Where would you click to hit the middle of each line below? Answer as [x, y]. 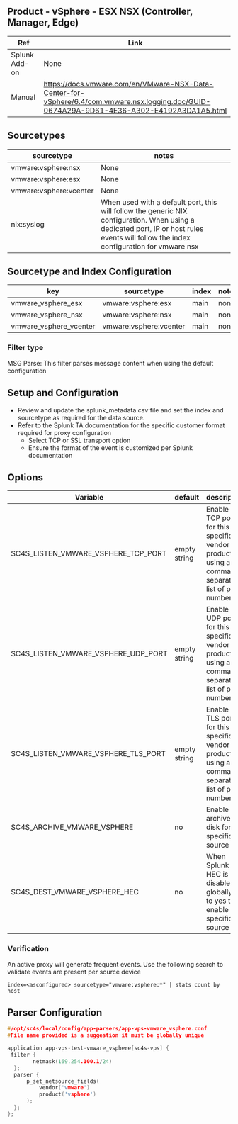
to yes [216, 901]
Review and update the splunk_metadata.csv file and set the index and [121, 410]
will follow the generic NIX [144, 210]
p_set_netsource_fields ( [63, 1081]
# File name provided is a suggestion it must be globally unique [106, 1035]
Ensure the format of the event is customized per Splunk [110, 448]
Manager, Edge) [43, 23]
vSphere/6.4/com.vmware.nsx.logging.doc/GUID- [127, 101]
